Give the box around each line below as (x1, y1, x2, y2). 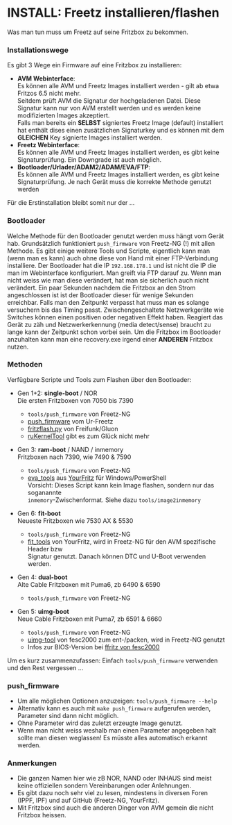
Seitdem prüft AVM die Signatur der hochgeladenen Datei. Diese (17, 97, 201, 105)
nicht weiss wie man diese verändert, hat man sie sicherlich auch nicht (7, 276, 209, 284)
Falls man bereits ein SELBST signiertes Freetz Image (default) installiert (17, 119, 224, 127)
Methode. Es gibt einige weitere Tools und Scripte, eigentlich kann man (7, 247, 210, 255)
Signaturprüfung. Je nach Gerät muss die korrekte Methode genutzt (17, 178, 212, 186)
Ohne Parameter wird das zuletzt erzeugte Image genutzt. (17, 719, 184, 727)
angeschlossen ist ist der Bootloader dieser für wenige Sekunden (7, 290, 194, 299)
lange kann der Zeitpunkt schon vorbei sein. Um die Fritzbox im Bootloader (7, 328, 222, 336)
